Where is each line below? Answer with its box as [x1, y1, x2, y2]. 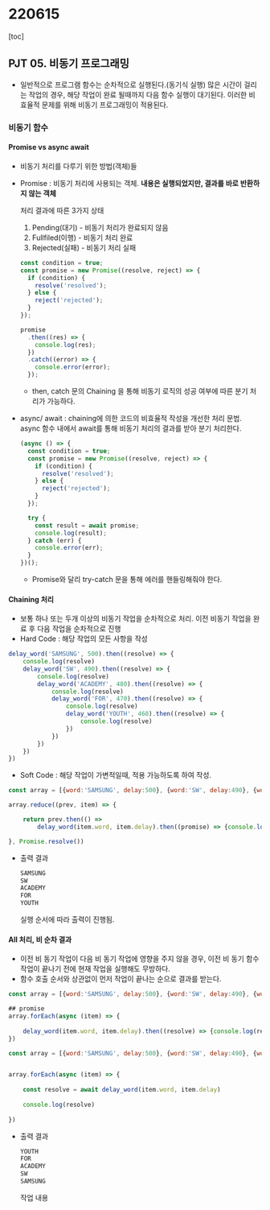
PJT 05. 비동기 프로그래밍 [8, 57, 130, 71]
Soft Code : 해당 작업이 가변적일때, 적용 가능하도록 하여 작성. [19, 770, 211, 780]
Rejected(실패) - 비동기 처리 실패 [31, 242, 137, 252]
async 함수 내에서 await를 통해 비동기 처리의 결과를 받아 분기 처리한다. [19, 423, 242, 433]
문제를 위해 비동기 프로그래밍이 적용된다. [41, 100, 169, 109]
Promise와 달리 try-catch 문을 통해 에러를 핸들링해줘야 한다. [31, 575, 223, 584]
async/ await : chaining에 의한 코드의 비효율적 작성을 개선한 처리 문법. [19, 414, 243, 423]
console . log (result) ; [35, 529, 107, 537]
